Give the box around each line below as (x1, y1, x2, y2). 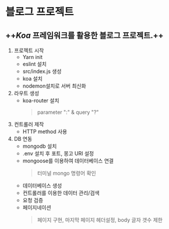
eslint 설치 (22, 61, 47, 67)
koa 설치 (22, 75, 43, 82)
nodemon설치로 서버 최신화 (22, 82, 86, 89)
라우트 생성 (13, 90, 40, 96)
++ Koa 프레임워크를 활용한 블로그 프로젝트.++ (5, 30, 164, 40)
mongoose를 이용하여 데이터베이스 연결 (22, 157, 114, 164)
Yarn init (22, 54, 43, 60)
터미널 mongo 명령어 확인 (37, 170, 97, 176)
